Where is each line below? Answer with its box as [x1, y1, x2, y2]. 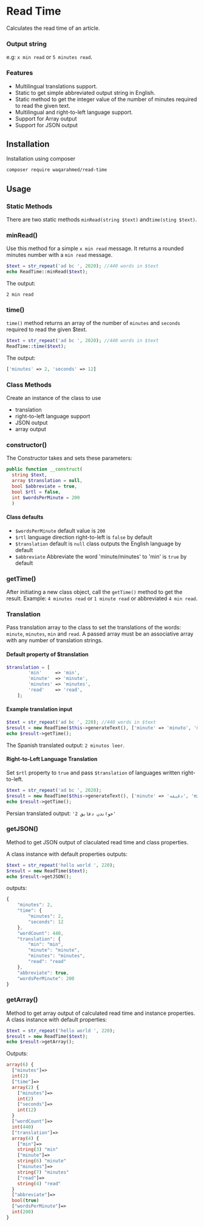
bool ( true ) [12, 1197, 39, 1203]
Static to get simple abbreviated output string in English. [15, 89, 156, 96]
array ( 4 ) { [12, 1135, 39, 1141]
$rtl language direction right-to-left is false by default [15, 533, 153, 541]
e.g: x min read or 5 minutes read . [6, 54, 93, 61]
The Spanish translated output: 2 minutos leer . [6, 741, 124, 749]
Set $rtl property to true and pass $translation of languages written [6, 769, 180, 776]
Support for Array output [15, 114, 77, 122]
